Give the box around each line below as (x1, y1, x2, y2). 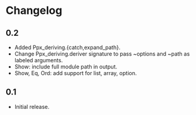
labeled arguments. (14, 57, 63, 64)
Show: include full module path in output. (14, 63, 118, 70)
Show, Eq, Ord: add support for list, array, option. (14, 70, 137, 76)
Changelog (5, 4, 63, 18)
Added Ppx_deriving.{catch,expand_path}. (14, 44, 121, 51)
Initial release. (14, 103, 50, 110)
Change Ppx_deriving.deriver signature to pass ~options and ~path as (14, 50, 190, 57)
